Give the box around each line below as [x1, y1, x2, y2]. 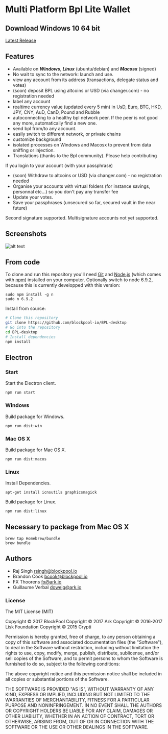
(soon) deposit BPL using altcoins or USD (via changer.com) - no [12, 87, 150, 93]
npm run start [5, 390, 36, 395]
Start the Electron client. [5, 380, 56, 386]
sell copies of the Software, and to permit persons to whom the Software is [5, 655, 163, 662]
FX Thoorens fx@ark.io [12, 578, 62, 585]
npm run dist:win [5, 423, 42, 428]
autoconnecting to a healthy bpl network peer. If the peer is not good [12, 114, 158, 120]
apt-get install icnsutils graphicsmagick [5, 490, 97, 495]
